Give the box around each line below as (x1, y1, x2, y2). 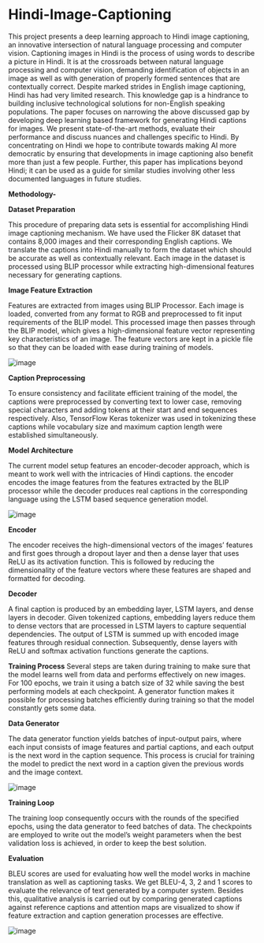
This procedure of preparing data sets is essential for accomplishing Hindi (8, 219, 249, 229)
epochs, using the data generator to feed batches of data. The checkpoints (8, 822, 252, 831)
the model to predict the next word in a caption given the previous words (8, 758, 244, 768)
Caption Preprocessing (8, 373, 86, 382)
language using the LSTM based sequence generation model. (8, 494, 209, 504)
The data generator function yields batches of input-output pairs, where (8, 733, 242, 743)
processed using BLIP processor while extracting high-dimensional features (8, 262, 255, 271)
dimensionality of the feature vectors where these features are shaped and (8, 565, 251, 575)
